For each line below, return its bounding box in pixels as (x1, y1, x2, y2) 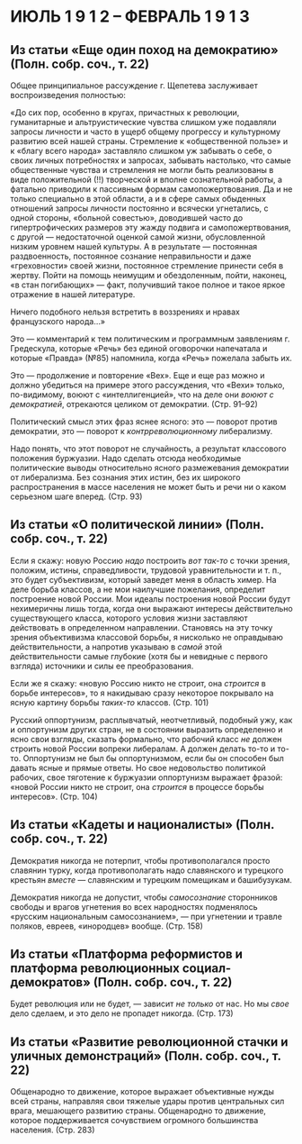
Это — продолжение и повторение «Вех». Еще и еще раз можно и (10, 370, 265, 380)
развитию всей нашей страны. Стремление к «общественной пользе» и (10, 136, 289, 146)
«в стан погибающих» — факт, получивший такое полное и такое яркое (10, 279, 286, 290)
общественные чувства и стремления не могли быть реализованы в (10, 165, 274, 175)
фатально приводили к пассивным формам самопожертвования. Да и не (10, 184, 293, 195)
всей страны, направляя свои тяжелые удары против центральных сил (10, 1096, 285, 1107)
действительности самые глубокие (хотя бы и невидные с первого (10, 650, 269, 661)
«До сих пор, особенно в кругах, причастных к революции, (10, 107, 240, 118)
